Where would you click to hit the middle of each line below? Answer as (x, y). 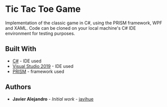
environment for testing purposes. (40, 33)
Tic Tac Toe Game (43, 9)
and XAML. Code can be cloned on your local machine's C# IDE (71, 28)
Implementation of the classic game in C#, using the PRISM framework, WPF (84, 23)
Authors (18, 87)
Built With (21, 49)
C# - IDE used (27, 61)
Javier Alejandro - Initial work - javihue (53, 99)
